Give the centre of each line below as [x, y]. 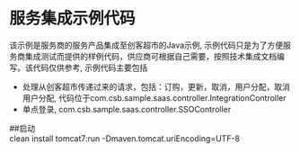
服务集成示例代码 [73, 18]
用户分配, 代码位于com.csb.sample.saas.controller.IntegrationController [154, 98]
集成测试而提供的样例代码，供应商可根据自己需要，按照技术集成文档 [150, 56]
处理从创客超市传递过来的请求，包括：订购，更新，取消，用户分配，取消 [156, 86]
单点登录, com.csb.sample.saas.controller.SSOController [127, 109]
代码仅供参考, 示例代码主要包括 [90, 67]
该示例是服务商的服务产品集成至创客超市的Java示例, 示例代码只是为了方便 [146, 45]
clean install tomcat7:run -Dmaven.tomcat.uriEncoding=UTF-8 [125, 138]
